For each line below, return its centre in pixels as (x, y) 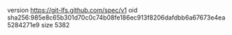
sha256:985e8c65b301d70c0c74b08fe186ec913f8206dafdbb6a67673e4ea (116, 17)
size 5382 (55, 25)
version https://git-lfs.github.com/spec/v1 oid (73, 10)
